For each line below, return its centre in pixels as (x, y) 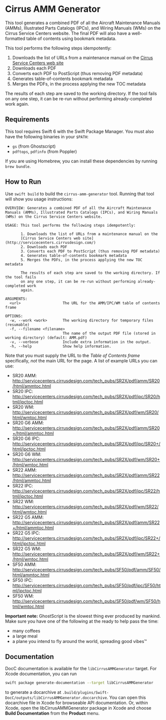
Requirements (27, 120)
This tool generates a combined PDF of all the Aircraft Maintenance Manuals (83, 23)
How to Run (23, 182)
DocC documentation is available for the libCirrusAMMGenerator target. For (81, 669)
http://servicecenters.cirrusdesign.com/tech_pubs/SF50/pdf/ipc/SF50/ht (86, 585)
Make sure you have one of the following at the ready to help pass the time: (82, 621)
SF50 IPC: (22, 580)
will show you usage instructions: (39, 199)
